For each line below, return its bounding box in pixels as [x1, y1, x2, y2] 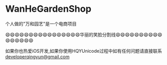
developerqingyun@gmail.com [5, 53, 70, 59]
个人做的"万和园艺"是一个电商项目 [5, 20, 77, 27]
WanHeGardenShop [5, 3, 92, 15]
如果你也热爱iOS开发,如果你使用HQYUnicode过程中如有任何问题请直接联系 [5, 48, 162, 54]
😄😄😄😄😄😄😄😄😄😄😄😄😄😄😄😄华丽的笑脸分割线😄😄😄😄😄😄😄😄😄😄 [5, 31, 162, 37]
